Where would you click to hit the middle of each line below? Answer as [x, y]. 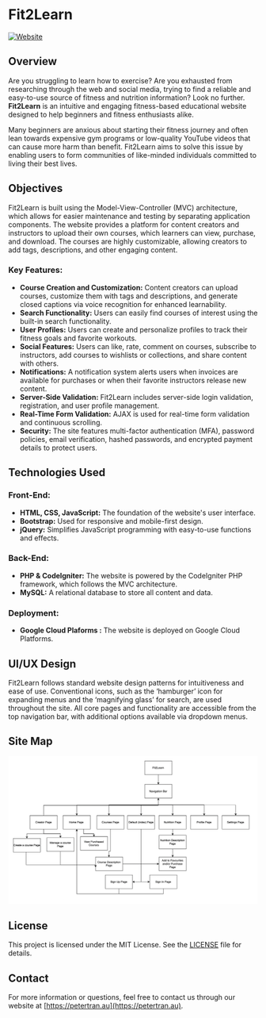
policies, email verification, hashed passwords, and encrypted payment [136, 439]
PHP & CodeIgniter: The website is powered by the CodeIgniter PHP [131, 575]
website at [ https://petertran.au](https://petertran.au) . [96, 1006]
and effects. [39, 538]
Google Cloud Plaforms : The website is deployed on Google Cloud [129, 630]
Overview [33, 61]
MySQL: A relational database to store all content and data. [116, 592]
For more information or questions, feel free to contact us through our [122, 997]
